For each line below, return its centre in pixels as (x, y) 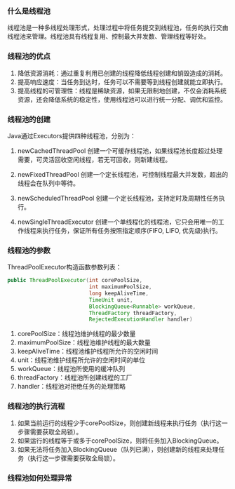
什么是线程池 (29, 11)
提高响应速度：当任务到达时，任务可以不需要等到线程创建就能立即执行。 (122, 81)
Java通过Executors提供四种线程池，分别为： (72, 135)
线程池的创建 (29, 119)
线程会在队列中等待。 (48, 183)
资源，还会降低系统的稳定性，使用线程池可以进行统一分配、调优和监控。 (122, 99)
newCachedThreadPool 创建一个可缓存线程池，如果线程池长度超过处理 (120, 150)
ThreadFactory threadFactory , (133, 313)
